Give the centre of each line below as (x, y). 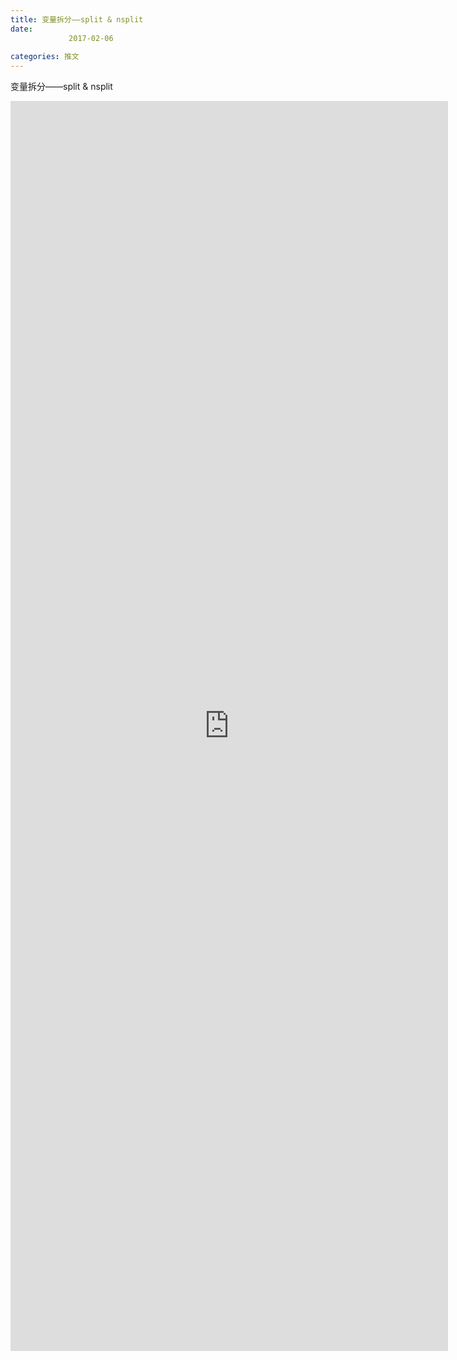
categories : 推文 (45, 57)
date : (21, 29)
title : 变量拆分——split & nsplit (77, 19)
